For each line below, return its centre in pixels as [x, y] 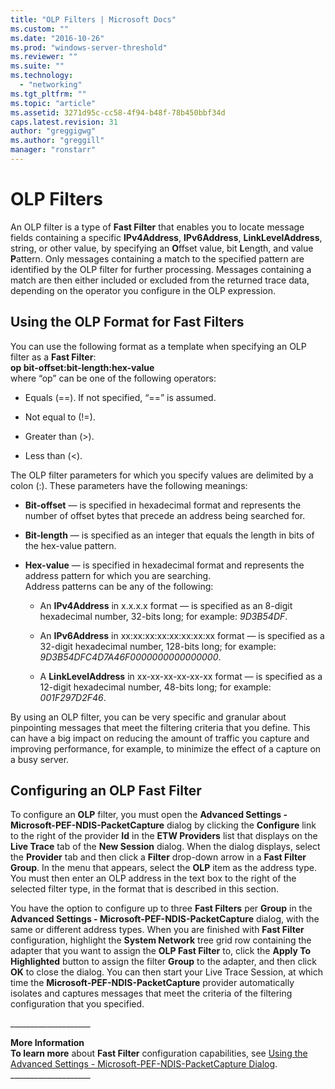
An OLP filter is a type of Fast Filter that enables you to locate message [157, 227]
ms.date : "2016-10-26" [57, 38]
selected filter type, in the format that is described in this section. [144, 889]
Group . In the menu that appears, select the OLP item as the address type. [163, 868]
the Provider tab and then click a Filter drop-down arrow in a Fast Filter [158, 857]
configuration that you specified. [77, 1004]
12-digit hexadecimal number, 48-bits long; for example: [155, 687]
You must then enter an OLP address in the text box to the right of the [153, 878]
